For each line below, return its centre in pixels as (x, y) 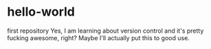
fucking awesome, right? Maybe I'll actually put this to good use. (99, 37)
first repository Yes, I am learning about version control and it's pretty (105, 31)
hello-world (41, 12)
